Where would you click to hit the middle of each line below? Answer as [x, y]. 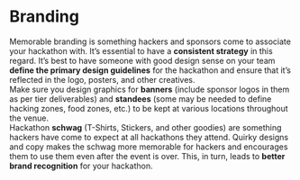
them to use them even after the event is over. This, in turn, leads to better [147, 156]
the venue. [29, 118]
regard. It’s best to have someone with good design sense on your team [142, 60]
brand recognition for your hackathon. [81, 166]
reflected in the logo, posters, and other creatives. [102, 79]
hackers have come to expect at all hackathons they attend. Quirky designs [149, 137]
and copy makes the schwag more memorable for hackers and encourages [149, 147]
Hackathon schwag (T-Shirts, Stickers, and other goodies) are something [145, 127]
